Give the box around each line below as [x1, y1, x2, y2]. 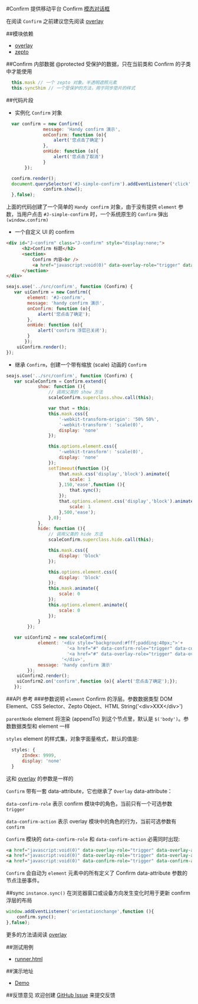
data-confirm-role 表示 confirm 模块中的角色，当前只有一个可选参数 [6, 800, 173, 807]
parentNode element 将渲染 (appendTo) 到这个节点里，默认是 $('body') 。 [6, 715, 184, 722]
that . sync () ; [69, 488, 101, 493]
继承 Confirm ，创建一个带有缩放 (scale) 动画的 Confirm [14, 361, 147, 368]
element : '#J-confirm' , [27, 295, 85, 300]
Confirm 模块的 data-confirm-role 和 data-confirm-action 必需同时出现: [6, 835, 180, 842]
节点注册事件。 [6, 877, 42, 884]
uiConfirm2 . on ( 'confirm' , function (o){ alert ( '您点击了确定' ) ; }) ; [16, 678, 178, 685]
